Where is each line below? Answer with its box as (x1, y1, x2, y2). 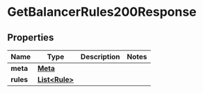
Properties (7, 32, 54, 43)
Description (80, 52, 120, 61)
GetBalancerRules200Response (7, 4, 197, 20)
